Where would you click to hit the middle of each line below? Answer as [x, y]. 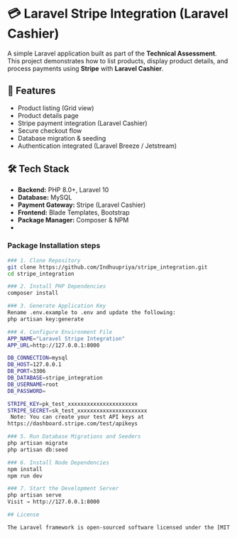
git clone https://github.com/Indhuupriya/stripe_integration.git [108, 267]
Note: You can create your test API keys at [77, 417]
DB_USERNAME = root [33, 384]
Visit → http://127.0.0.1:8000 [54, 502]
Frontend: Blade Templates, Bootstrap [73, 212]
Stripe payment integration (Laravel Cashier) [82, 123]
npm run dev [25, 476]
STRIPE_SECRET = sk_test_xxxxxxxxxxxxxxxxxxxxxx [77, 410]
